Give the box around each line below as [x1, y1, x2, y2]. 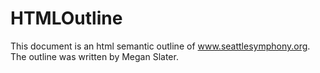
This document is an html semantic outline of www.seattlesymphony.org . [10, 40, 311, 52]
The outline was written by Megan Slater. [10, 50, 179, 62]
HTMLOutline [10, 7, 123, 30]
